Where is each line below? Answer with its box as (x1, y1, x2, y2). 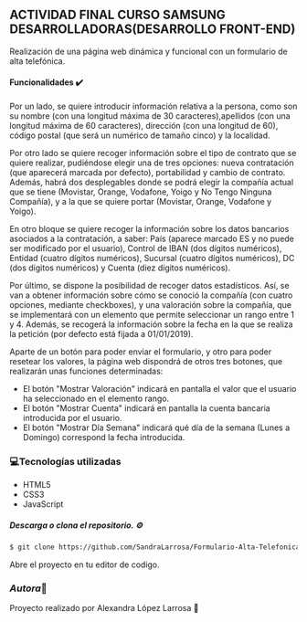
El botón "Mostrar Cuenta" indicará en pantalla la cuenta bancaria (22, 403, 271, 414)
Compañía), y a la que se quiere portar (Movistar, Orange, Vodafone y (9, 196, 272, 207)
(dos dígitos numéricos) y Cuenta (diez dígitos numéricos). (9, 262, 231, 273)
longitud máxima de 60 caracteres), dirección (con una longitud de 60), (9, 121, 279, 132)
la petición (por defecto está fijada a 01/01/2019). (9, 329, 194, 340)
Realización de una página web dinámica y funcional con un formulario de (9, 46, 288, 57)
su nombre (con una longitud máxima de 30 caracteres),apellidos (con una (9, 111, 291, 121)
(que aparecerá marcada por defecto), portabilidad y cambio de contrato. (9, 167, 286, 178)
